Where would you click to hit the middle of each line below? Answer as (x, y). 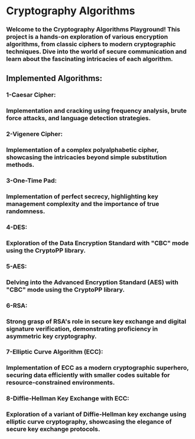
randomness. (26, 211)
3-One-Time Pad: (32, 180)
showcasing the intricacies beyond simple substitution (87, 157)
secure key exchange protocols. (53, 429)
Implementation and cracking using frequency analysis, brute (97, 111)
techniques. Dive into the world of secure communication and (97, 51)
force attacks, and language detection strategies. (79, 118)
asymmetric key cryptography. (51, 336)
